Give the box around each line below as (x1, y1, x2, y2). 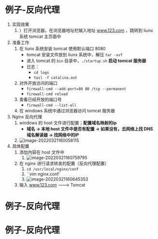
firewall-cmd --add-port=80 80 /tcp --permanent (26, 86, 127, 91)
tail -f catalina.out (33, 75, 77, 80)
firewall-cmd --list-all (26, 103, 77, 108)
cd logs (33, 70, 49, 75)
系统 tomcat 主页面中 (19, 33, 61, 39)
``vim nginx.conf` (26, 171, 60, 177)
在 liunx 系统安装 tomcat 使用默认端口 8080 (19, 46, 106, 51)
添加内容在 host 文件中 (19, 149, 65, 155)
